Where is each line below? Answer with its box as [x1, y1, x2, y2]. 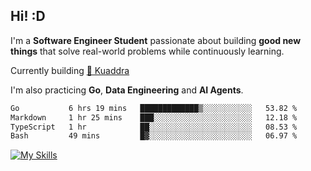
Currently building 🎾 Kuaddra [10, 64, 130, 76]
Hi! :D [10, 8, 46, 25]
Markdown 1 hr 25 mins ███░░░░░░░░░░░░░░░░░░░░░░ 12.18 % [10, 112, 298, 123]
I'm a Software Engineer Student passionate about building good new [10, 34, 302, 46]
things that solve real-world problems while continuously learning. [10, 45, 285, 57]
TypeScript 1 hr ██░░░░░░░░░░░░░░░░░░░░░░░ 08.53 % [10, 122, 298, 132]
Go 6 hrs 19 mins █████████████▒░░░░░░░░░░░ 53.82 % [10, 103, 298, 113]
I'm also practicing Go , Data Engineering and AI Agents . [10, 84, 244, 96]
